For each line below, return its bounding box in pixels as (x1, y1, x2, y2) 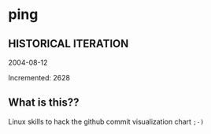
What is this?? (8, 96, 80, 110)
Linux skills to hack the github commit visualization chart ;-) (8, 117, 205, 126)
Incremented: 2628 (8, 73, 71, 82)
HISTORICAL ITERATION (8, 37, 129, 50)
